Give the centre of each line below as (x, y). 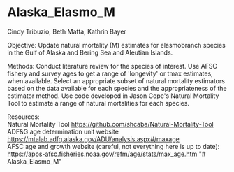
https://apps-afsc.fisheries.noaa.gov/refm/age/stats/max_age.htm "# (107, 154)
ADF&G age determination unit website (63, 131)
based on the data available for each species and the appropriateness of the (117, 88)
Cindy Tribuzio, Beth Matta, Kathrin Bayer (67, 31)
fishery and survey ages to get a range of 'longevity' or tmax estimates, (110, 73)
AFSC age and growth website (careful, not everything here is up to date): (114, 146)
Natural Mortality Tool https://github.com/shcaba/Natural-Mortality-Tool (111, 124)
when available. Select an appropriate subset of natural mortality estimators (116, 80)
